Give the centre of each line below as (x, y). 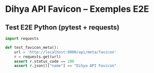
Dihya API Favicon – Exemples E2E (77, 9)
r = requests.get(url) (38, 57)
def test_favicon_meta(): (32, 47)
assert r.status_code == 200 (44, 61)
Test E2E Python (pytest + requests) (62, 27)
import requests (22, 38)
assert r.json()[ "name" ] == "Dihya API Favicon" (65, 66)
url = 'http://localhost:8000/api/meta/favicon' (65, 52)
